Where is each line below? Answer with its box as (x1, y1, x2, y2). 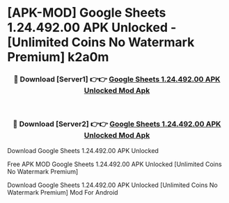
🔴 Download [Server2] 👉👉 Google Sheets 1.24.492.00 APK (13, 120, 221, 129)
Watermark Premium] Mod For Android (7, 188, 118, 196)
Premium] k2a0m (7, 49, 109, 65)
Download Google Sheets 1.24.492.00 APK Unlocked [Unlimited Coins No (7, 181, 218, 189)
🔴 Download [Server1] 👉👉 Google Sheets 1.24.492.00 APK (13, 74, 221, 84)
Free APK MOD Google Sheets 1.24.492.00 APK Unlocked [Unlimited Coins (7, 160, 222, 168)
